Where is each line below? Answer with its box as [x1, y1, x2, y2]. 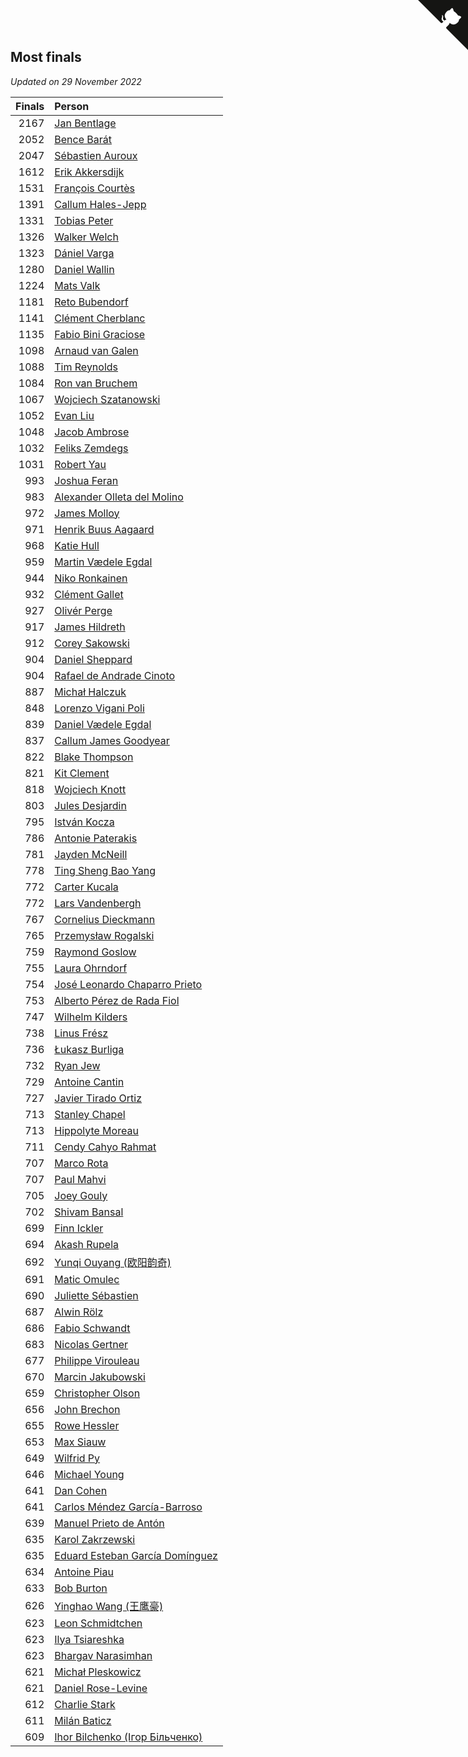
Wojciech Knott [54, 782, 127, 796]
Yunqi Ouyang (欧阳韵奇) [54, 1255, 172, 1269]
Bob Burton [54, 1581, 108, 1595]
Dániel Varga [54, 246, 115, 260]
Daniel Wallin [54, 262, 115, 276]
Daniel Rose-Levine [54, 1681, 148, 1695]
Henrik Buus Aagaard [54, 522, 155, 536]
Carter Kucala [54, 880, 119, 894]
